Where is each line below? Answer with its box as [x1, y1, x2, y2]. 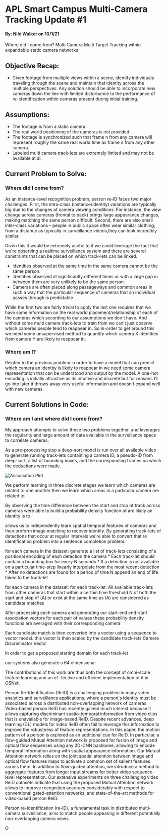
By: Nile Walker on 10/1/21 [5, 31, 59, 37]
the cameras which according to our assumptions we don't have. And [5, 314, 147, 320]
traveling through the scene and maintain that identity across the [12, 80, 145, 86]
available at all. [12, 155, 43, 161]
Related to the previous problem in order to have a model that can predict [5, 360, 155, 365]
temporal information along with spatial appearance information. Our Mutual [5, 747, 160, 753]
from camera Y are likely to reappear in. [5, 336, 86, 342]
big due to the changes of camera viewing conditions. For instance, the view [5, 207, 161, 212]
